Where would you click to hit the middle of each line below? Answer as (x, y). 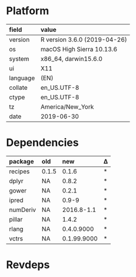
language (22, 78)
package (21, 161)
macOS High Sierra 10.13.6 (79, 49)
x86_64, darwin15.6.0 (72, 58)
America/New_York (67, 106)
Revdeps (28, 265)
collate (18, 87)
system (19, 58)
